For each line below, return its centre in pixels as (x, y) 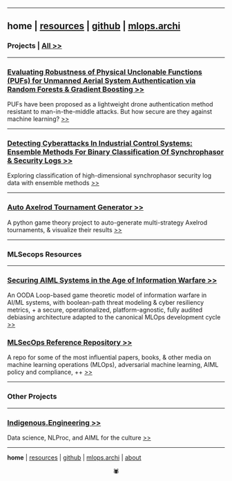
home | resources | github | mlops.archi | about (74, 458)
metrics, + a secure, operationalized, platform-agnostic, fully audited (105, 310)
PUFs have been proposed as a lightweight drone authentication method (110, 104)
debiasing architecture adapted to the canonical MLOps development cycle (114, 317)
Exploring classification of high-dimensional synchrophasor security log (109, 176)
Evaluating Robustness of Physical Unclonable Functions (105, 72)
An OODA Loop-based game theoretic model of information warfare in (107, 295)
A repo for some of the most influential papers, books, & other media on (109, 357)
